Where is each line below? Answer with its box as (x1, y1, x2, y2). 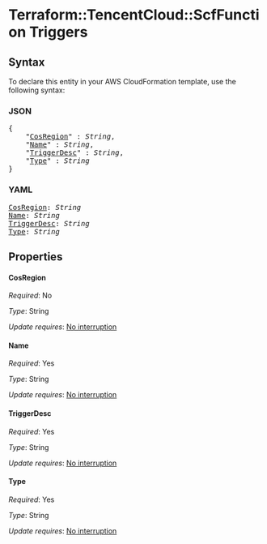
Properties (8, 250, 63, 263)
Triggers (29, 23, 88, 41)
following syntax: (8, 85, 66, 95)
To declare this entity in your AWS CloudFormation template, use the (8, 77, 236, 86)
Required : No (8, 290, 53, 301)
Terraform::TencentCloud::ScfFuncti (8, 6, 261, 24)
